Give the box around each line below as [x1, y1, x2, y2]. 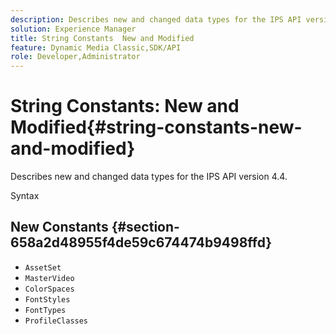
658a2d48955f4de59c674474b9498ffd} [10, 234, 273, 251]
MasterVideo [24, 273, 75, 283]
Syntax [10, 190, 40, 202]
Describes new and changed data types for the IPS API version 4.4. [10, 171, 288, 183]
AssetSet [24, 262, 62, 273]
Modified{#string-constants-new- [10, 116, 303, 139]
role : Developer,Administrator [10, 52, 141, 62]
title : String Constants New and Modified [10, 33, 195, 43]
